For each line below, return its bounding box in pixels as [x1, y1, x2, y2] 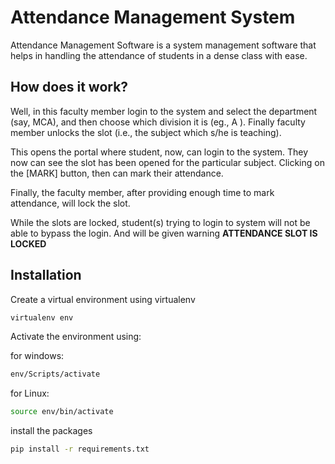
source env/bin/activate [10, 407, 114, 417]
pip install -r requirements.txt [10, 444, 150, 455]
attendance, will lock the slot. [10, 197, 131, 209]
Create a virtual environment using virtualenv [10, 293, 196, 305]
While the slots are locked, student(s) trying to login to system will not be [10, 216, 311, 228]
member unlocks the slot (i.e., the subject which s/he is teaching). [10, 126, 282, 138]
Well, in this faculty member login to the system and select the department [10, 105, 318, 117]
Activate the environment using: [10, 331, 142, 343]
